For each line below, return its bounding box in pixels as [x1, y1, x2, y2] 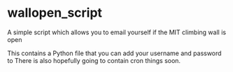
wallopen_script [7, 5, 103, 21]
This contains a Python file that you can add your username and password [7, 49, 222, 57]
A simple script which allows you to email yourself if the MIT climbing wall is [7, 28, 226, 36]
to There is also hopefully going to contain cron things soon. [7, 56, 181, 64]
